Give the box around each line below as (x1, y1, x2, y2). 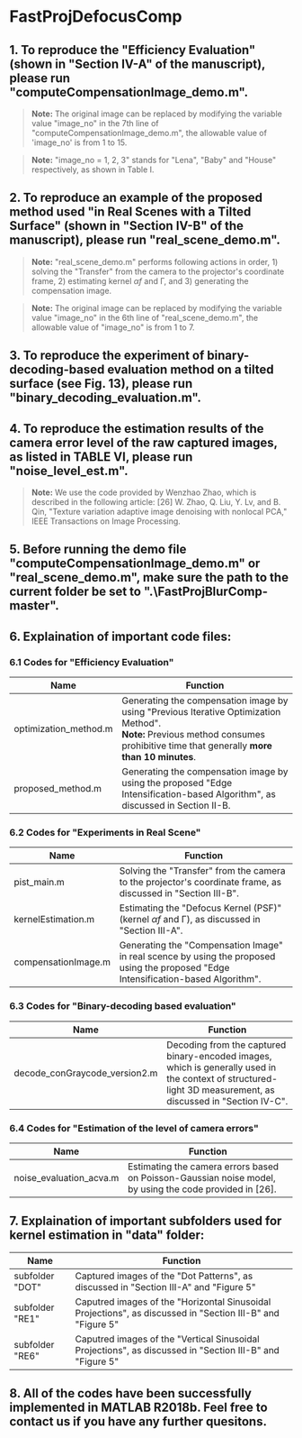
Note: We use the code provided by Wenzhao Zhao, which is (31, 487, 257, 498)
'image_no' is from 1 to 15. (31, 137, 128, 148)
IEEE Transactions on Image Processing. (31, 516, 182, 527)
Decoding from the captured (165, 1039, 287, 1051)
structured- (227, 1072, 279, 1085)
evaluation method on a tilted (107, 362, 274, 378)
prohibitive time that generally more (120, 739, 272, 752)
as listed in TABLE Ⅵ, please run (9, 449, 193, 464)
